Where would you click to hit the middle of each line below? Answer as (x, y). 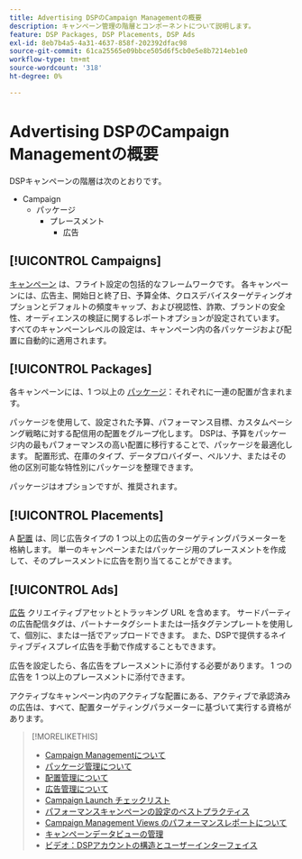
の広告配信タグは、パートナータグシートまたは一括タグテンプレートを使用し (151, 624)
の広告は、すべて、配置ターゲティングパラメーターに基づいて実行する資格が (151, 707)
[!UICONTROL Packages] (81, 369)
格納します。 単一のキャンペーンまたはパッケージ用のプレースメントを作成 (148, 550)
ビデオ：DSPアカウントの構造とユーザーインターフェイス (151, 845)
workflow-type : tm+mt (50, 59)
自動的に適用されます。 (68, 340)
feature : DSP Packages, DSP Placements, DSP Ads (102, 34)
